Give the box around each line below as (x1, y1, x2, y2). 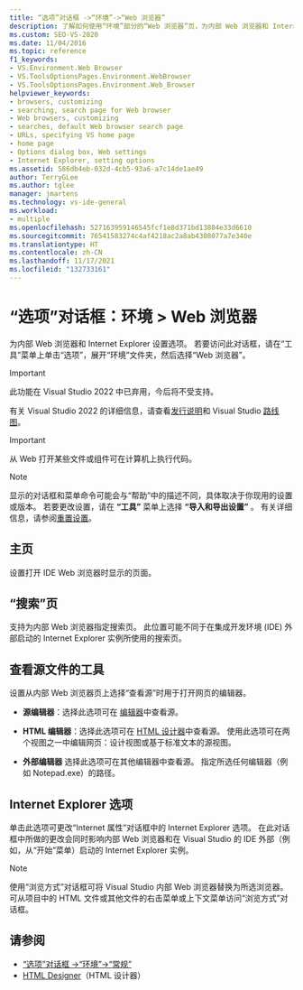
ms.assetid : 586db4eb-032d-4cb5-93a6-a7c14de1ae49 (9, 164, 204, 173)
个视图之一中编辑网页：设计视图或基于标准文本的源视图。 (22, 737, 236, 748)
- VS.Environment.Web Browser (9, 64, 124, 73)
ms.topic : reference (9, 47, 87, 56)
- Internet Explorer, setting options (9, 155, 155, 165)
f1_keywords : (9, 55, 59, 64)
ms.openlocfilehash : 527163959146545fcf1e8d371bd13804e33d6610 (9, 223, 252, 232)
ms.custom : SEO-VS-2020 (9, 30, 99, 39)
